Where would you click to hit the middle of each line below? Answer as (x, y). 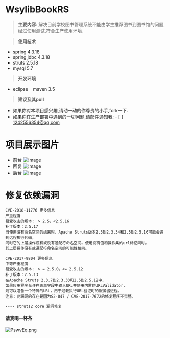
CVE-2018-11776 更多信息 (30, 210)
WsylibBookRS (37, 9)
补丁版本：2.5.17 (22, 226)
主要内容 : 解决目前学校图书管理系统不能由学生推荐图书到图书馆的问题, (91, 24)
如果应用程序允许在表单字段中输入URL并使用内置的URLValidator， (66, 285)
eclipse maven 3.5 (34, 89)
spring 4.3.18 (26, 52)
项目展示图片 (32, 145)
